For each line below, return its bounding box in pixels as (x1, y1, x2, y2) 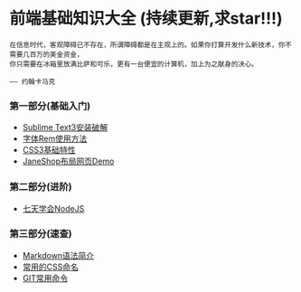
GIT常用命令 (22, 272, 69, 283)
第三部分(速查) (9, 228, 72, 240)
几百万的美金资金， (22, 50, 84, 59)
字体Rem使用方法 (22, 133, 88, 145)
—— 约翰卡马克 (9, 77, 56, 86)
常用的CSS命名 (22, 261, 79, 272)
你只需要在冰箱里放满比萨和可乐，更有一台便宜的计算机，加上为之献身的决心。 (9, 60, 259, 69)
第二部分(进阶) (9, 181, 72, 193)
